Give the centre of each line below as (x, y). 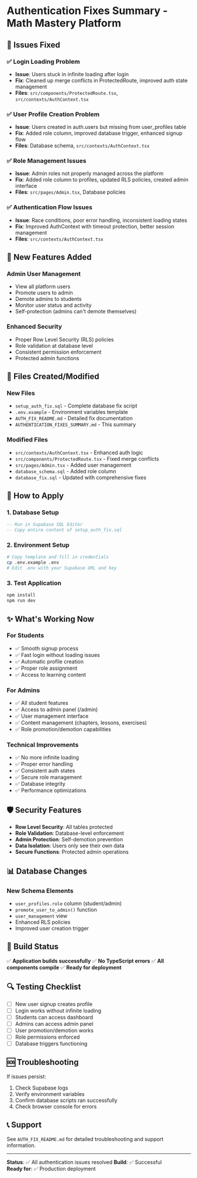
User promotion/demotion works (54, 1030)
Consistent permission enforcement (58, 352)
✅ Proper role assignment (46, 668)
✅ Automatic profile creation (49, 661)
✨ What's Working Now (50, 619)
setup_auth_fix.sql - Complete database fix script (76, 406)
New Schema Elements (40, 891)
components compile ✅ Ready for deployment (64, 967)
